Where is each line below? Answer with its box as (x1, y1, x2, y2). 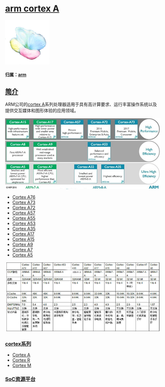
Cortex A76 (12, 194, 35, 200)
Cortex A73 (12, 199, 35, 205)
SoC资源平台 (5, 376, 36, 383)
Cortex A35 (12, 226, 36, 232)
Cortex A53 (12, 220, 36, 226)
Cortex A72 (12, 204, 35, 210)
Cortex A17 (12, 231, 34, 237)
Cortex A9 (12, 241, 33, 247)
